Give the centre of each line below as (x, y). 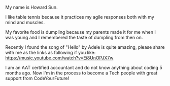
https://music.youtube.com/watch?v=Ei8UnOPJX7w (59, 58)
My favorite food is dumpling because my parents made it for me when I (81, 32)
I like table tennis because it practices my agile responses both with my (80, 17)
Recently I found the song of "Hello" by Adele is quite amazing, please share (85, 47)
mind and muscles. (25, 22)
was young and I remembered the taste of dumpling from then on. (74, 37)
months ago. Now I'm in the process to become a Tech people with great (81, 73)
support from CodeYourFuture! (37, 78)
